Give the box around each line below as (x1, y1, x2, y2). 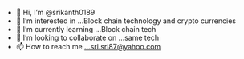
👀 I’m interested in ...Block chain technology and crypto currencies (15, 16, 237, 26)
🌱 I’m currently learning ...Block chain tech (15, 25, 157, 33)
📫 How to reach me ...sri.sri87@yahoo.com (15, 42, 161, 51)
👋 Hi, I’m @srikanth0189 (15, 8, 96, 17)
